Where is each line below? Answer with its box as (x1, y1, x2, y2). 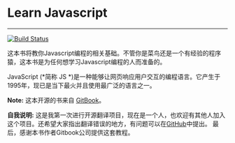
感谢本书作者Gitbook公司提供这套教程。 (19, 128, 134, 137)
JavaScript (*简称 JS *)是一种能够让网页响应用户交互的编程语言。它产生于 (7, 72, 221, 81)
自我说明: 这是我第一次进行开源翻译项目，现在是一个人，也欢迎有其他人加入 (7, 110, 226, 119)
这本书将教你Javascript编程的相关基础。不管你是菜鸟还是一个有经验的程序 (7, 49, 222, 57)
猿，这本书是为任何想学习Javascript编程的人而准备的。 (7, 57, 166, 66)
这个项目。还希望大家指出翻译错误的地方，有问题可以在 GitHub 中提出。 (7, 119, 211, 128)
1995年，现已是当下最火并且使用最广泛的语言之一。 (7, 81, 156, 89)
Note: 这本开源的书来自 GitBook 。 (7, 96, 106, 104)
